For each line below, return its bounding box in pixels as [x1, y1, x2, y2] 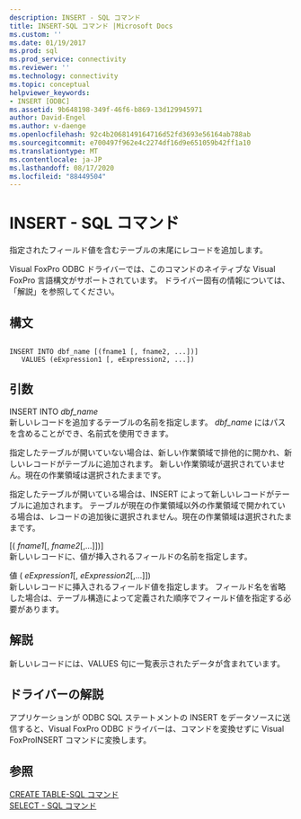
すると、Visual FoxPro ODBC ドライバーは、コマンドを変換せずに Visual [16, 724, 285, 735]
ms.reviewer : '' [9, 64, 70, 73]
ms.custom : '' [9, 30, 63, 39]
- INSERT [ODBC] [9, 96, 70, 106]
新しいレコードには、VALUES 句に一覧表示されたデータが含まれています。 [9, 657, 286, 669]
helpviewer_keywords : [9, 88, 91, 97]
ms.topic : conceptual [9, 80, 91, 89]
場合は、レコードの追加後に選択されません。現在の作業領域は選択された [16, 511, 285, 522]
